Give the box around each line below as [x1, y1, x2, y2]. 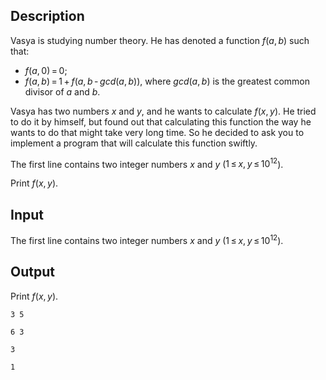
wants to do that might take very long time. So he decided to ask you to [10, 126, 305, 138]
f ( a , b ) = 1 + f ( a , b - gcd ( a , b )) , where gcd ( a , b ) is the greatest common [24, 75, 310, 87]
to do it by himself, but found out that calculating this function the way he [10, 115, 312, 128]
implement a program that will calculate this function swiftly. [10, 137, 258, 149]
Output [10, 264, 55, 281]
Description [10, 8, 85, 25]
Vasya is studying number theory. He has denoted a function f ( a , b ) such [10, 34, 310, 46]
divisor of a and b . [24, 85, 101, 98]
